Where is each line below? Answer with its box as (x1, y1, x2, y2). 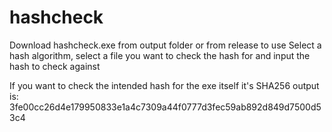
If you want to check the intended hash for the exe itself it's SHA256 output (9, 79, 320, 91)
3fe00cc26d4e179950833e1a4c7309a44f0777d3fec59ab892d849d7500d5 (9, 101, 322, 113)
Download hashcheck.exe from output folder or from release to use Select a (9, 39, 322, 51)
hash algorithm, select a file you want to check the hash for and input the (9, 49, 311, 61)
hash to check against (9, 60, 101, 72)
